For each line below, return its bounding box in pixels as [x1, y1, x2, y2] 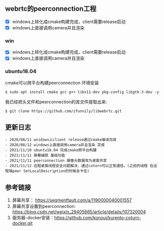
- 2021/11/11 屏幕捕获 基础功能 [5, 153, 65, 158]
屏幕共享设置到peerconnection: [12, 203, 76, 209]
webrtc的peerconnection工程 [5, 4, 97, 13]
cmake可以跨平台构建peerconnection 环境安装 [5, 80, 99, 86]
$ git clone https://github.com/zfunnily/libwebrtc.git [5, 109, 122, 114]
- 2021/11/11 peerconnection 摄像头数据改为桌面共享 [5, 158, 107, 163]
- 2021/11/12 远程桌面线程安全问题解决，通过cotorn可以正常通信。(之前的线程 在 [5, 164, 154, 169]
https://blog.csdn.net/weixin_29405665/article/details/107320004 [12, 209, 146, 215]
